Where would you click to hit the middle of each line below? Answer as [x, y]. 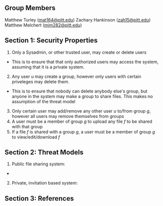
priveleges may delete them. [41, 81]
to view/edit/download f [36, 137]
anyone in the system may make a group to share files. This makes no [82, 96]
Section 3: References [39, 198]
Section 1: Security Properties [51, 40]
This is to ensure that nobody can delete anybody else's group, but [80, 91]
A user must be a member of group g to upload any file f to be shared [82, 121]
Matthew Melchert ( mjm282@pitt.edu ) [43, 25]
